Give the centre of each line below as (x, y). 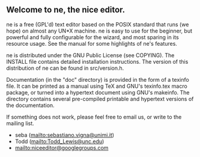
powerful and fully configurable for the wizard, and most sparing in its (92, 37)
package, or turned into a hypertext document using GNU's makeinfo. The (98, 92)
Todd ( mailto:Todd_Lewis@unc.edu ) (59, 141)
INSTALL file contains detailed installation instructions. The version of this (97, 61)
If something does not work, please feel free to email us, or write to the (94, 117)
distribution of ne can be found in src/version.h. (65, 68)
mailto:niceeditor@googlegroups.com (62, 147)
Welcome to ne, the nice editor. (66, 10)
